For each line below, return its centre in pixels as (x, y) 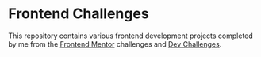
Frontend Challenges (79, 14)
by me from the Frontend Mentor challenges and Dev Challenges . (115, 44)
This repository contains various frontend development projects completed (131, 36)
